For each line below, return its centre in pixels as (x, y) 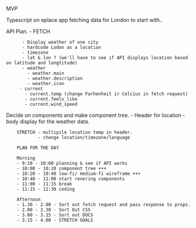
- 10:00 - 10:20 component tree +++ (62, 168)
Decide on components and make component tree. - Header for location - (96, 115)
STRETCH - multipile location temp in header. (75, 132)
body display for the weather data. (48, 121)
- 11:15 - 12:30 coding (46, 189)
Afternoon (29, 200)
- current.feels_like (51, 99)
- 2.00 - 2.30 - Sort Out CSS (54, 210)
